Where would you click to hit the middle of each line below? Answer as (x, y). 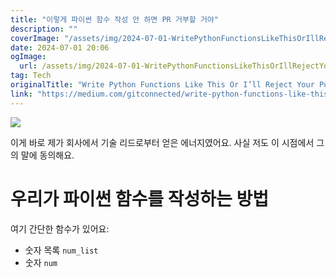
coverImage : (35, 38)
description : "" (44, 29)
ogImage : (28, 57)
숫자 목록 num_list (61, 250)
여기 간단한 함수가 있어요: (60, 228)
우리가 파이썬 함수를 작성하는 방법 (139, 198)
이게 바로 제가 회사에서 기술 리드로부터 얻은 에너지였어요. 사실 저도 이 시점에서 (162, 142)
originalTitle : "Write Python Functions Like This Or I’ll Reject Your (162, 85)
